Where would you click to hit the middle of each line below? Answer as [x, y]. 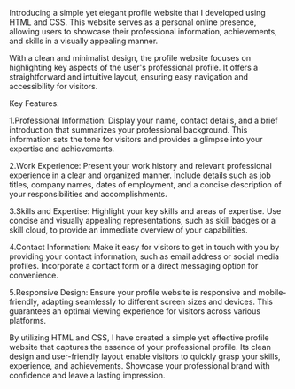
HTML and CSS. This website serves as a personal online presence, [133, 22]
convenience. [34, 275]
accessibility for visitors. [54, 86]
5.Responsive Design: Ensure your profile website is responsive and [133, 292]
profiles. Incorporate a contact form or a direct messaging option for [134, 266]
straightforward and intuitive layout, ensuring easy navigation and [129, 77]
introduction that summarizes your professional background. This [128, 130]
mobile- [272, 292]
